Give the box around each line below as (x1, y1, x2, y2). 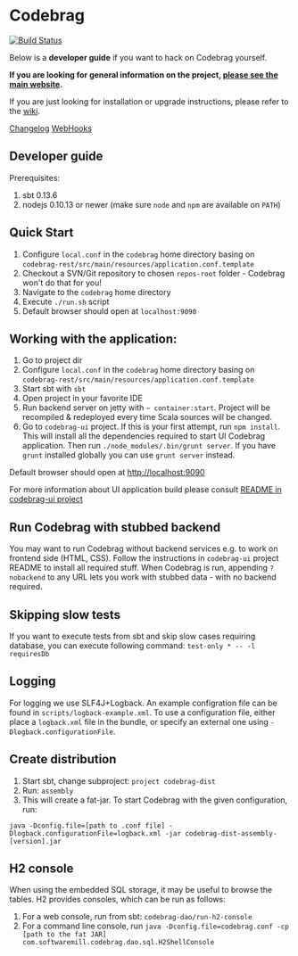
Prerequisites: (9, 172, 61, 183)
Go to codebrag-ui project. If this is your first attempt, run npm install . (21, 421, 281, 433)
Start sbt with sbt (21, 383, 87, 394)
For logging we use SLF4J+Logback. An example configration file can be (9, 697, 278, 708)
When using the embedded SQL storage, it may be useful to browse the (9, 885, 273, 895)
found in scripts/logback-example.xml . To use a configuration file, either (9, 706, 276, 718)
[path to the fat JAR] (21, 930, 107, 939)
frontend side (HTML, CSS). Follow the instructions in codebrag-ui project (9, 553, 279, 564)
